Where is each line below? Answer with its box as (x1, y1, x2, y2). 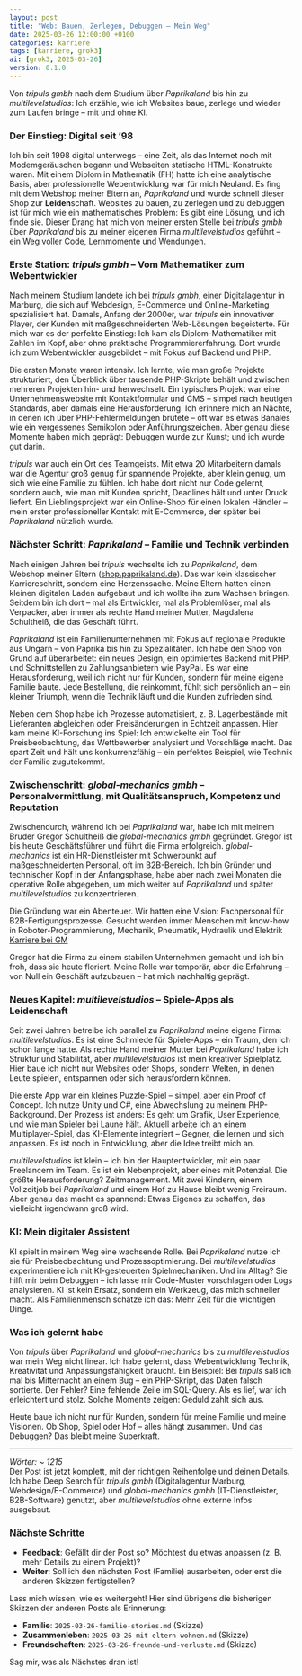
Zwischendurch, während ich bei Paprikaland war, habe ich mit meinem (9, 822, 275, 833)
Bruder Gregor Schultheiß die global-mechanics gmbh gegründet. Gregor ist (9, 831, 293, 842)
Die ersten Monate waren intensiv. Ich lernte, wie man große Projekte (9, 365, 265, 376)
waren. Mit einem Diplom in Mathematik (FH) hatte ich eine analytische (9, 169, 271, 180)
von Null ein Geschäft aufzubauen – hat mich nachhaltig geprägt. (9, 971, 250, 982)
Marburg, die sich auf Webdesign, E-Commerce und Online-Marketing (9, 299, 270, 310)
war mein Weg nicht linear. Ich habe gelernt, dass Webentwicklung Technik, (9, 1355, 290, 1367)
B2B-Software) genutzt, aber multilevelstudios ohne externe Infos (9, 1494, 253, 1505)
